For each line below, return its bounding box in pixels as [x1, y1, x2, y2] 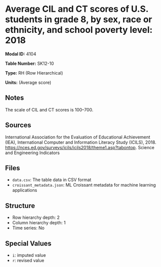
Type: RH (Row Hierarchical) [5, 70, 63, 76]
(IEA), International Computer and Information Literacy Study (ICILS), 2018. [5, 139, 157, 145]
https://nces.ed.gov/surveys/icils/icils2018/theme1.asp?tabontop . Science [5, 144, 155, 150]
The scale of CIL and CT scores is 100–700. [5, 107, 94, 112]
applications [12, 187, 37, 193]
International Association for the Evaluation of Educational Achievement [5, 134, 151, 140]
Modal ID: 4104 [5, 51, 36, 57]
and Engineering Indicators [5, 150, 60, 156]
